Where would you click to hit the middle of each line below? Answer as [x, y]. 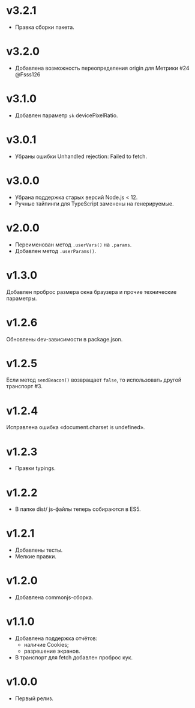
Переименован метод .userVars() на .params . [73, 245]
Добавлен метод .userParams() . [55, 251]
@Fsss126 [28, 74]
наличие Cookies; [46, 645]
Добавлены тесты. [39, 550]
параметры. [22, 298]
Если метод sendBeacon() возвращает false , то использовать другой [94, 380]
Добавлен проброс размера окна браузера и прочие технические [91, 291]
